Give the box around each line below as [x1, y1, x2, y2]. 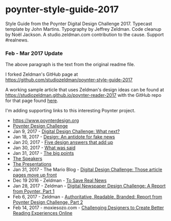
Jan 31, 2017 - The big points [12, 150, 74, 156]
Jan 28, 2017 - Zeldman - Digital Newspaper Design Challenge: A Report [12, 183, 166, 189]
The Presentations [12, 161, 52, 167]
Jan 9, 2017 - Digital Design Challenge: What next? [12, 128, 120, 134]
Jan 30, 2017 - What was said [12, 145, 76, 151]
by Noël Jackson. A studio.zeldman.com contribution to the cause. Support [5, 31, 164, 37]
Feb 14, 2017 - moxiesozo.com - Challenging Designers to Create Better [12, 205, 164, 211]
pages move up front [12, 172, 57, 178]
